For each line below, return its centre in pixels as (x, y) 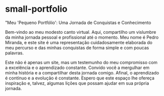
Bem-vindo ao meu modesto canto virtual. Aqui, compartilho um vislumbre (81, 32)
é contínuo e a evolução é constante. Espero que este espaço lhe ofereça (80, 78)
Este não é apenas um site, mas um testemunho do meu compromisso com (81, 62)
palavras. (15, 53)
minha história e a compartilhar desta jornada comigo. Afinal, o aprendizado (82, 72)
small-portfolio (36, 9)
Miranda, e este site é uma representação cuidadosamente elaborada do (79, 42)
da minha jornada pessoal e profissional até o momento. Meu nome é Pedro (82, 37)
